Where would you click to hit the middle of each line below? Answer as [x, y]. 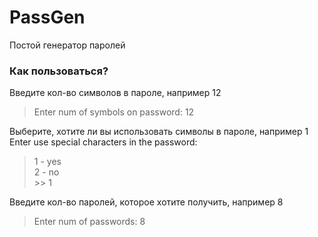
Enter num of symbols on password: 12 [114, 112]
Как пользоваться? [59, 71]
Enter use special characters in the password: [103, 142]
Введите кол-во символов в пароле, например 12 [115, 93]
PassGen [47, 17]
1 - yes [47, 162]
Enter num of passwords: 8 [89, 222]
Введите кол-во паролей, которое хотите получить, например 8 [146, 202]
